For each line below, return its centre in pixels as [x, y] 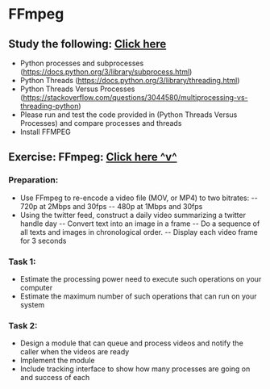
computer [36, 287]
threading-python [49, 106]
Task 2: [23, 325]
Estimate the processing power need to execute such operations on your [141, 278]
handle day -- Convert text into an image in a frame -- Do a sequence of [140, 224]
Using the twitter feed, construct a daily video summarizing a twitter [133, 215]
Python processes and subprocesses [82, 63]
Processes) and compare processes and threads [101, 123]
